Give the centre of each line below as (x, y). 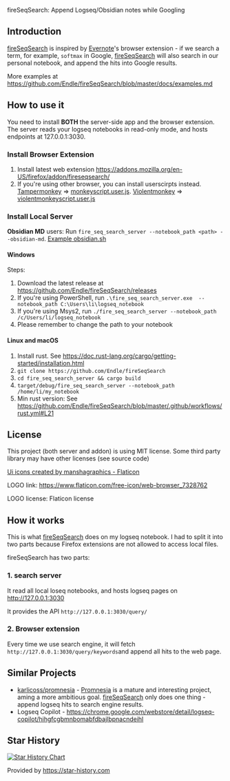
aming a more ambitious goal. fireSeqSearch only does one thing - (111, 697)
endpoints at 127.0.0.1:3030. (46, 136)
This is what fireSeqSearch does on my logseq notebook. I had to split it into (115, 537)
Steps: (16, 270)
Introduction (34, 31)
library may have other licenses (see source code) (78, 458)
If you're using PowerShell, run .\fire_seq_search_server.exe (105, 298)
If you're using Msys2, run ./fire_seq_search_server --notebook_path (117, 311)
